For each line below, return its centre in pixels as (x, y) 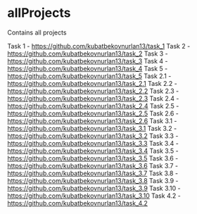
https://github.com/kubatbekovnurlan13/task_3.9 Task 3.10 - (94, 188)
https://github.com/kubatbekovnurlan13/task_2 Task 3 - (88, 53)
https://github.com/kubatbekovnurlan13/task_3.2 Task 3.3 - (93, 136)
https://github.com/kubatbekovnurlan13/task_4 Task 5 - (88, 68)
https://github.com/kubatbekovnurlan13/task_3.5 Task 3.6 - (93, 158)
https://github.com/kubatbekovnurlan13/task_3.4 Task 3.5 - (93, 151)
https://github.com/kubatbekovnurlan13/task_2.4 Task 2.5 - (93, 106)
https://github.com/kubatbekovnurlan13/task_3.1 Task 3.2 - (92, 128)
